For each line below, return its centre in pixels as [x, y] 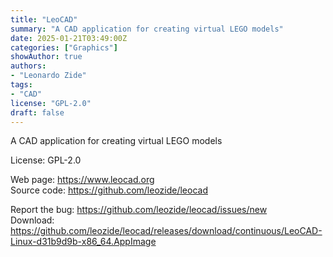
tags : [21, 85]
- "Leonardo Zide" [48, 76]
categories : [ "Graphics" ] [64, 47]
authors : [28, 66]
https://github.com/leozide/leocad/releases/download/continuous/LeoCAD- [166, 231]
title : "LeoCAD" [44, 19]
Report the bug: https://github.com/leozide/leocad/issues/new [139, 210]
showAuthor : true [46, 57]
